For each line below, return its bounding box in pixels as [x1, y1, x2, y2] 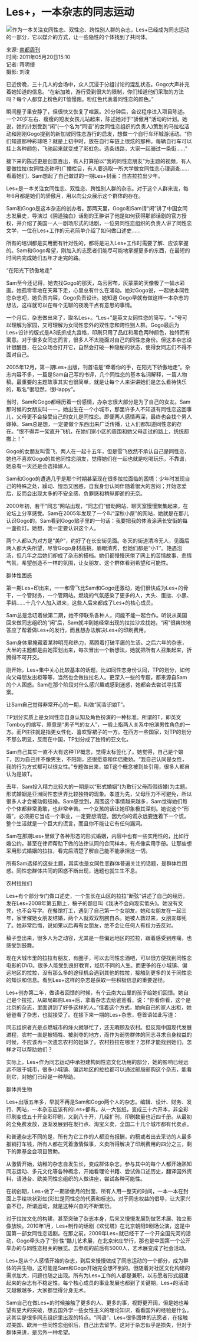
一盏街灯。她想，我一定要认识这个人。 [6, 524, 99, 532]
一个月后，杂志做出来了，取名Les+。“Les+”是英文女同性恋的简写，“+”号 [6, 314, 183, 321]
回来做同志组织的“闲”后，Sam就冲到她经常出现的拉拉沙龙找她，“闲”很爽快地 [6, 619, 192, 626]
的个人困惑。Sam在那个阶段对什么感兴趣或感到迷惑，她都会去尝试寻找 [6, 681, 177, 688]
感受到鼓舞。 [6, 942, 37, 949]
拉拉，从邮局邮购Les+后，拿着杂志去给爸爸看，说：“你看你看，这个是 [21, 996, 191, 1003]
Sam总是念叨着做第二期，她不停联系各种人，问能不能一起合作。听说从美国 [6, 611, 187, 619]
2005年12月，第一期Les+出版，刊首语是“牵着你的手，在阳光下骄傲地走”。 [6, 363, 186, 370]
